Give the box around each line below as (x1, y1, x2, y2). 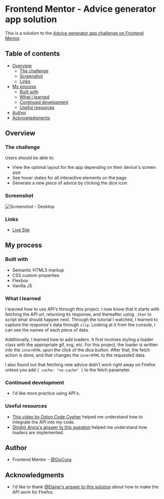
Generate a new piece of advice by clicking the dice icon (12, 180, 128, 186)
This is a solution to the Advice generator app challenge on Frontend (5, 30, 144, 36)
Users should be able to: (5, 155, 55, 161)
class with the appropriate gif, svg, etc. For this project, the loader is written (5, 342, 158, 348)
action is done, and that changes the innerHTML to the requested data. (5, 352, 146, 358)
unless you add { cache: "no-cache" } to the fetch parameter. (5, 367, 131, 373)
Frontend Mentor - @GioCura (12, 457, 72, 463)
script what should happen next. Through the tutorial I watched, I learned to (5, 317, 158, 323)
